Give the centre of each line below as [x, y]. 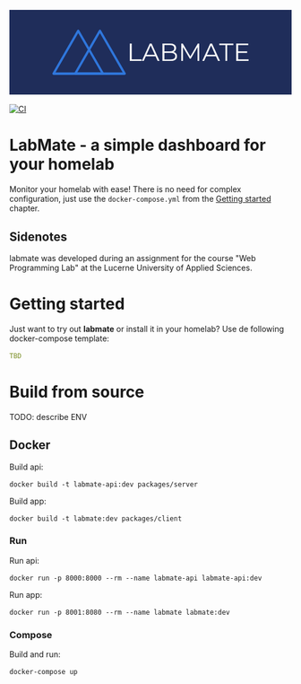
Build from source [77, 392]
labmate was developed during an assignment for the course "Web [133, 258]
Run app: [26, 594]
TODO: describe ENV [48, 417]
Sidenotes [38, 237]
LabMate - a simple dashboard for [138, 145]
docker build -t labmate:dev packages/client [95, 518]
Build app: [28, 501]
